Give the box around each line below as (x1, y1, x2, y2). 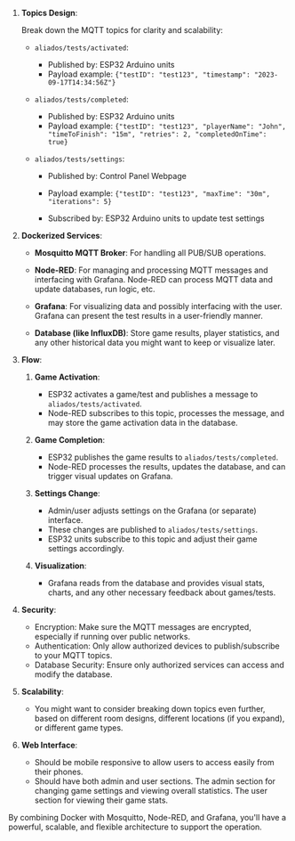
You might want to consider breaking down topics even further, (34, 704, 266, 714)
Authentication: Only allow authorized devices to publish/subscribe (34, 641, 281, 651)
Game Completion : (34, 435, 106, 445)
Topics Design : (20, 8, 78, 18)
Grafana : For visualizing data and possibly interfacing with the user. (34, 301, 283, 311)
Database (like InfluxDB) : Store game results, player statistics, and (34, 328, 280, 338)
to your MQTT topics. (34, 650, 113, 660)
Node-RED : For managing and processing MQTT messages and (34, 265, 268, 275)
